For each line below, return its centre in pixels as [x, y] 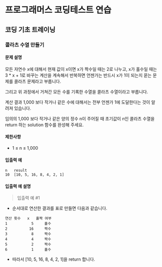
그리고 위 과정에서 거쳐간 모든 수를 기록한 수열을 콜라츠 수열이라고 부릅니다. [77, 91]
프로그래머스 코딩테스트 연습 [58, 10]
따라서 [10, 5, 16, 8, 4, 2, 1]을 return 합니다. [53, 259]
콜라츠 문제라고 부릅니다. [38, 81]
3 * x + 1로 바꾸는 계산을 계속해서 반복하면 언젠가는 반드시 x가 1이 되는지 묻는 [79, 75]
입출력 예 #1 [28, 198]
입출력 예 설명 [18, 186]
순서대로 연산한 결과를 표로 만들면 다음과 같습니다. [60, 208]
